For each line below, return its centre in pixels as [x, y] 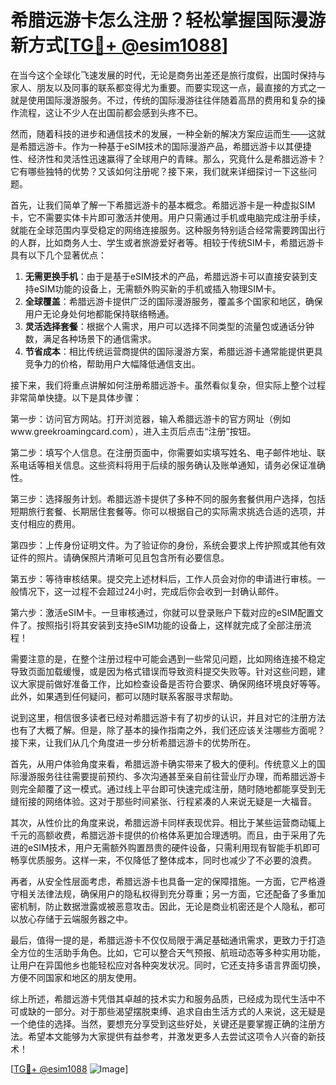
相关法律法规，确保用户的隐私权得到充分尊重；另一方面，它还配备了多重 [167, 893]
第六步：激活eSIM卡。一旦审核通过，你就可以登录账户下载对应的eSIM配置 [163, 612]
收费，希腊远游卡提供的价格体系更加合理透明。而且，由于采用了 [185, 835]
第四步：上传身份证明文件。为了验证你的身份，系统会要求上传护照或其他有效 [168, 545]
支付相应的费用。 [45, 523]
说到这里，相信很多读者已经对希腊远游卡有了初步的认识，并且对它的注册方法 [168, 717]
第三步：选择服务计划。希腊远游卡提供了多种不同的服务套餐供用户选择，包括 [168, 498]
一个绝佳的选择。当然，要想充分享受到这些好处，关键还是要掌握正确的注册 [163, 1023]
